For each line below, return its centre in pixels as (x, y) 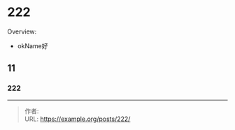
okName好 (33, 45)
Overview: (22, 31)
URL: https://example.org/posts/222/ (77, 119)
